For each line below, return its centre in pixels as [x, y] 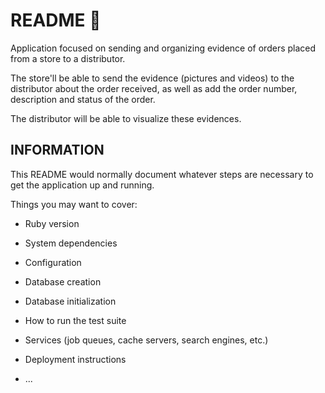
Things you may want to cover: [74, 204]
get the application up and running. [82, 185]
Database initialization [70, 301]
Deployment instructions [75, 359]
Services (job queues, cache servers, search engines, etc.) [146, 340]
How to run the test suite [75, 320]
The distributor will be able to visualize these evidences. [126, 118]
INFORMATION [57, 150]
